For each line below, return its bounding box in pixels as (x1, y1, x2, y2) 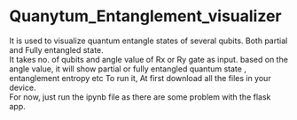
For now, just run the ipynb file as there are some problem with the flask (9, 91, 271, 102)
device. (9, 82, 36, 93)
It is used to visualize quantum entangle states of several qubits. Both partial (9, 35, 288, 46)
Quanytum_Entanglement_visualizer (9, 6, 282, 26)
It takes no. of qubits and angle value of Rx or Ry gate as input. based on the (9, 54, 288, 64)
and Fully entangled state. (9, 44, 104, 55)
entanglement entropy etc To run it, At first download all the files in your (9, 72, 272, 83)
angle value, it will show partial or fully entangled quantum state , (9, 64, 246, 74)
